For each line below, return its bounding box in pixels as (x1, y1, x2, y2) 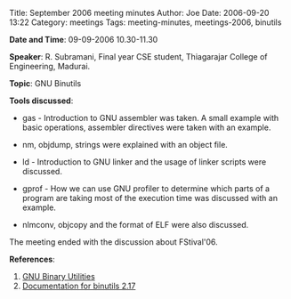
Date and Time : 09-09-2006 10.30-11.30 (9, 35, 158, 44)
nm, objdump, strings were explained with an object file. (21, 140, 229, 149)
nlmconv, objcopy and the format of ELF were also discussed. (21, 220, 249, 230)
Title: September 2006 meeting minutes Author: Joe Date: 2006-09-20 (9, 8, 270, 18)
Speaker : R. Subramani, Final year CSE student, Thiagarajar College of (9, 52, 269, 61)
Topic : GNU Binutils (9, 78, 82, 88)
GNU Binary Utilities (21, 271, 95, 281)
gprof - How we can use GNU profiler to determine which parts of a (21, 183, 270, 194)
